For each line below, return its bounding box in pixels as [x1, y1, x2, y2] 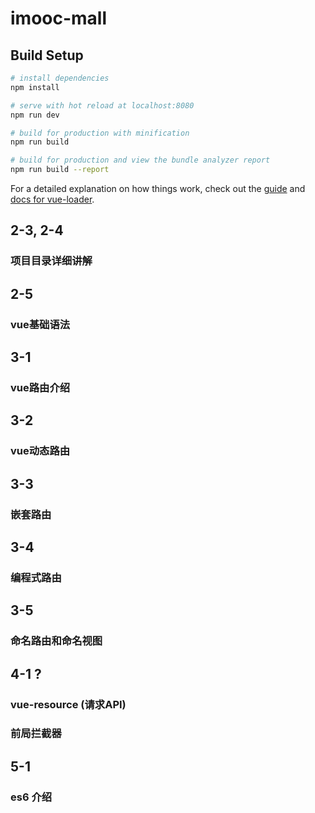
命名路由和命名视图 [10, 634, 103, 648]
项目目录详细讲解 [10, 254, 93, 268]
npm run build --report [10, 165, 110, 175]
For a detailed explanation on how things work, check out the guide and [10, 183, 306, 194]
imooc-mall [10, 7, 108, 30]
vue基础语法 [10, 317, 71, 331]
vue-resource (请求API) [10, 697, 127, 711]
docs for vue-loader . [10, 193, 95, 205]
